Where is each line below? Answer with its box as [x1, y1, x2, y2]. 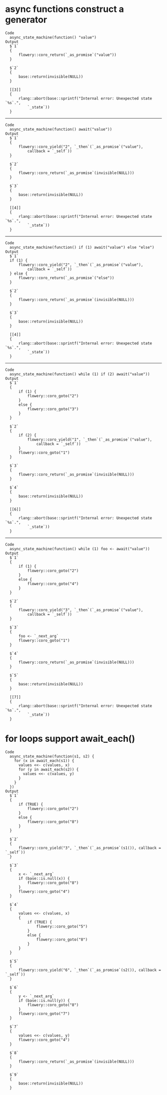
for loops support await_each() [5, 733, 135, 745]
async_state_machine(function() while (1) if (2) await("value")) [9, 371, 150, 377]
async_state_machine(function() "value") [9, 35, 97, 40]
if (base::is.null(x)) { [18, 876, 70, 881]
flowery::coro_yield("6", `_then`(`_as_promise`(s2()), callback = [18, 967, 162, 972]
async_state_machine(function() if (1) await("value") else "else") [9, 245, 155, 250]
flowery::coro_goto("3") [27, 406, 79, 412]
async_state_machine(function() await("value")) [9, 127, 112, 132]
